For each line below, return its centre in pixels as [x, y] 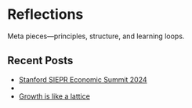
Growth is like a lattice [54, 96]
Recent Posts [40, 61]
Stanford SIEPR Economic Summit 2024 [83, 79]
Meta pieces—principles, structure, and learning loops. [96, 36]
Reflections [45, 14]
